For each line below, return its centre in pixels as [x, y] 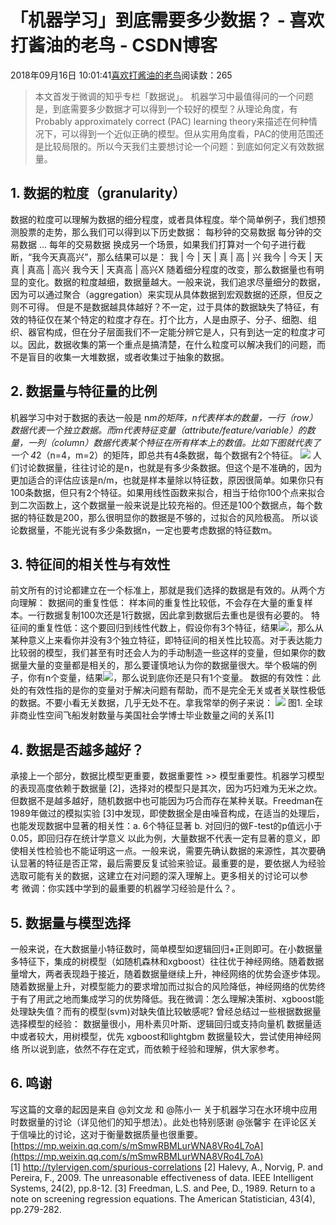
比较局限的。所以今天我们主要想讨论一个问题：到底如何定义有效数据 [184, 146]
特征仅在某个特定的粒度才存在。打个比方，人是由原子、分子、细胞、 [167, 319]
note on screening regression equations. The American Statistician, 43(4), [163, 1198]
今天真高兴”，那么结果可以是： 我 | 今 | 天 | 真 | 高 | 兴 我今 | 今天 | [176, 257]
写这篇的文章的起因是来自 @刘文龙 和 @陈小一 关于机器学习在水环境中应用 [164, 1109]
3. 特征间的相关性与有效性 [90, 564]
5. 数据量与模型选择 [70, 922]
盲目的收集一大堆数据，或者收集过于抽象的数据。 [128, 357]
